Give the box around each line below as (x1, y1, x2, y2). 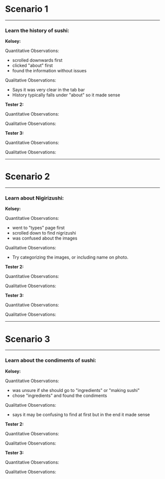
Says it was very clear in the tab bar (12, 87, 85, 93)
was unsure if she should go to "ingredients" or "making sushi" (12, 387, 140, 393)
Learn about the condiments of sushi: (5, 357, 97, 364)
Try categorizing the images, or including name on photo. (12, 254, 129, 260)
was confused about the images (12, 235, 78, 241)
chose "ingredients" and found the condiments (12, 392, 107, 398)
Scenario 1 (5, 3, 49, 15)
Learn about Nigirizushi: (5, 195, 64, 202)
